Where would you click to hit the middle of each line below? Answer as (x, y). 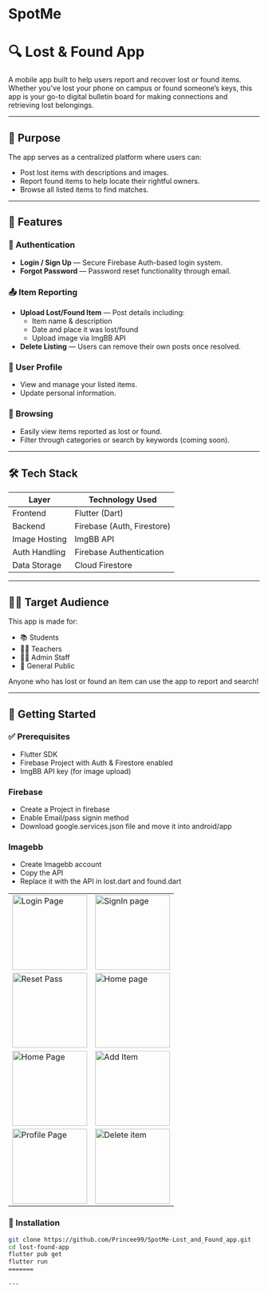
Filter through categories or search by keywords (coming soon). (124, 440)
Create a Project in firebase (65, 809)
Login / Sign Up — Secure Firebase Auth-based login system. (121, 262)
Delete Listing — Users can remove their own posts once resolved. (130, 346)
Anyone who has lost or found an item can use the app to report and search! (134, 681)
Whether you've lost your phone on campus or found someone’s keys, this (130, 88)
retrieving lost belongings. (51, 106)
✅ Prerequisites (39, 736)
